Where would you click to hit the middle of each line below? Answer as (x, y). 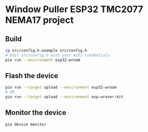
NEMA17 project (40, 20)
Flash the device (32, 76)
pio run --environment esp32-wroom (43, 60)
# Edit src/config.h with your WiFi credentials (58, 55)
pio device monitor (26, 124)
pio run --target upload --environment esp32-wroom (61, 87)
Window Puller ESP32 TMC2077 (74, 9)
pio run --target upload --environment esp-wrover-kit (64, 97)
